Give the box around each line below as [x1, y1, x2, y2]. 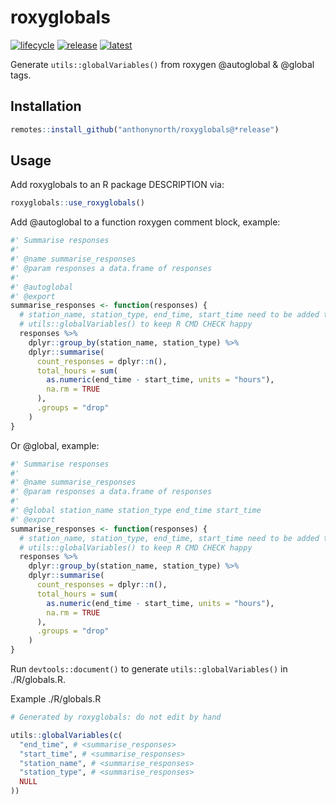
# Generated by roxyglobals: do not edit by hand [10, 712, 222, 723]
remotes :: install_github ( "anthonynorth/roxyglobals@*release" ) [10, 124, 280, 135]
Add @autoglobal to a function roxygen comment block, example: [10, 216, 281, 228]
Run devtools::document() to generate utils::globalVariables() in [10, 663, 288, 675]
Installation [10, 98, 82, 115]
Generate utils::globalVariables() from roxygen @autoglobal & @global [10, 58, 315, 70]
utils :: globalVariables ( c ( [10, 730, 123, 740]
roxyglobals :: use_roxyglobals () [10, 198, 145, 208]
